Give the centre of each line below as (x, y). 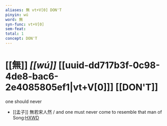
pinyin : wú (17, 15)
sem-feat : (16, 29)
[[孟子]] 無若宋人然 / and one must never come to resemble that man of (87, 112)
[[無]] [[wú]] (31, 66)
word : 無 (14, 19)
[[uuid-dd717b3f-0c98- (109, 66)
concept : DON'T (21, 39)
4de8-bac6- (32, 77)
